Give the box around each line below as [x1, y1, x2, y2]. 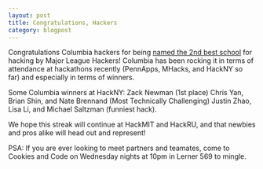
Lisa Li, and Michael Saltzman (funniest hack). [8, 105, 157, 114]
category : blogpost [8, 26, 72, 34]
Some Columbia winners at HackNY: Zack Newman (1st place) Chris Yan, [8, 88, 244, 97]
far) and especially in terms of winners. [8, 72, 135, 83]
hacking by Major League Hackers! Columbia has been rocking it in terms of [8, 56, 254, 65]
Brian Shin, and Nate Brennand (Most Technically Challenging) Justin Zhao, [8, 96, 252, 106]
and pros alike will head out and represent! [8, 128, 146, 138]
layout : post [8, 11, 51, 20]
